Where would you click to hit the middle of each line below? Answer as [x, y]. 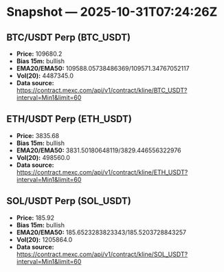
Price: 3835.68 [38, 135]
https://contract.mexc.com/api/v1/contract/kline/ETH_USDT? [102, 172]
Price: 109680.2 [39, 54]
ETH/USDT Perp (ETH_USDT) [69, 119]
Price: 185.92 [35, 218]
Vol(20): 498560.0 [43, 157]
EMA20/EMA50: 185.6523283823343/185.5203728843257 [101, 232]
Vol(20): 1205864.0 [44, 239]
